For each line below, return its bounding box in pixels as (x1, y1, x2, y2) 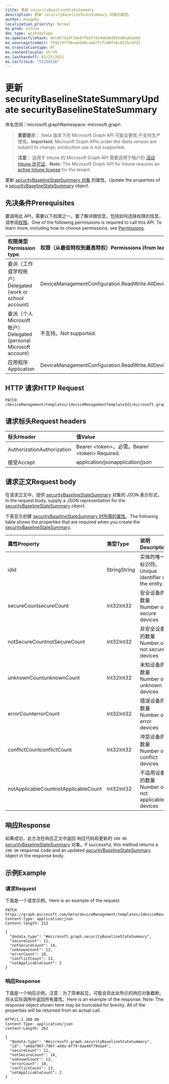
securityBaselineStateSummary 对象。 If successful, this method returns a (5, 842, 158, 848)
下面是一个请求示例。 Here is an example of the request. (5, 897, 121, 903)
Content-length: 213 (5, 920, 49, 926)
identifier (140, 574, 161, 581)
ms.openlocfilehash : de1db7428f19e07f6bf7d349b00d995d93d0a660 (5, 36, 141, 41)
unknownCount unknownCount (8, 674, 80, 681)
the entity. (140, 580, 164, 587)
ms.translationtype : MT (5, 45, 55, 50)
